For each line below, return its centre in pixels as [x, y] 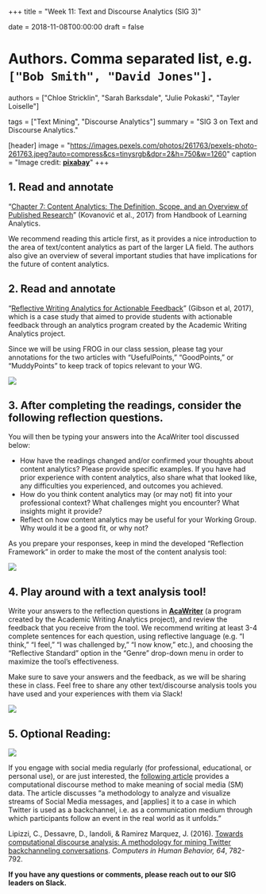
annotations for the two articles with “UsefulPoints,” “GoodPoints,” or [121, 357]
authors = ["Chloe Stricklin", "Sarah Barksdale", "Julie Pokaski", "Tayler [124, 98]
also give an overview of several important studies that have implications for [133, 255]
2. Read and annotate [62, 289]
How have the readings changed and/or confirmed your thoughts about [137, 460]
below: [19, 445]
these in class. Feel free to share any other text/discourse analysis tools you [133, 685]
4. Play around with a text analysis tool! [107, 592]
